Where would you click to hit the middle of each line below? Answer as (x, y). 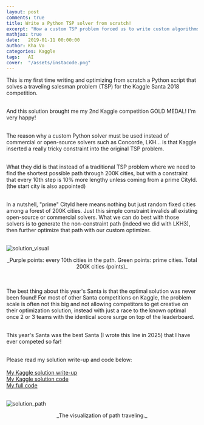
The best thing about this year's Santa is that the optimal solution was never (101, 291)
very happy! (21, 117)
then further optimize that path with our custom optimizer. (79, 230)
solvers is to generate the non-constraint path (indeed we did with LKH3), (98, 223)
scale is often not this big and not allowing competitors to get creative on (97, 304)
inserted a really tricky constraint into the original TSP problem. (85, 149)
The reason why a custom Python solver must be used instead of (88, 136)
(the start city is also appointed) (46, 186)
